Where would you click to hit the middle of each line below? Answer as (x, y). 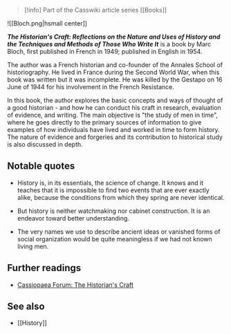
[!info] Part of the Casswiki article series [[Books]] (95, 10)
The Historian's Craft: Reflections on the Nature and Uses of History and (114, 37)
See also (26, 307)
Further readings (44, 268)
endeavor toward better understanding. (73, 218)
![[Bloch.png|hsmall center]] (47, 23)
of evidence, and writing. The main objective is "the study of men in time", (113, 115)
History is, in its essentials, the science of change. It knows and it (110, 183)
